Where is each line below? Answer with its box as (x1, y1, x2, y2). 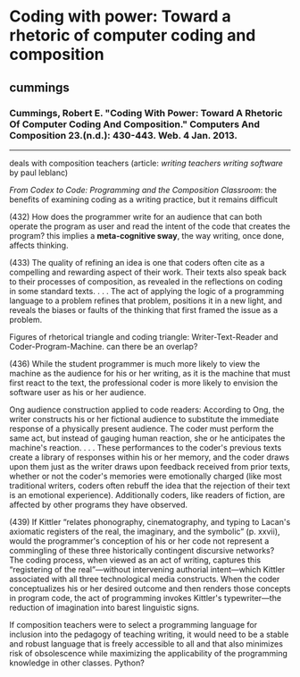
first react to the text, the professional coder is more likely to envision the (9, 377, 279, 388)
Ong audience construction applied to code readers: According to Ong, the (9, 404, 285, 415)
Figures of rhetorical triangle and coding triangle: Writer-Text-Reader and (9, 331, 279, 342)
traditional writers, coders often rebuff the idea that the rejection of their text (9, 480, 290, 491)
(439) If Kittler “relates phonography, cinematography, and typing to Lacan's (9, 516, 291, 527)
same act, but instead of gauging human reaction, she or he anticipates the (9, 432, 286, 444)
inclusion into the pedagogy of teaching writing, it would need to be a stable (9, 629, 289, 639)
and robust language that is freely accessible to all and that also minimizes (9, 638, 284, 649)
